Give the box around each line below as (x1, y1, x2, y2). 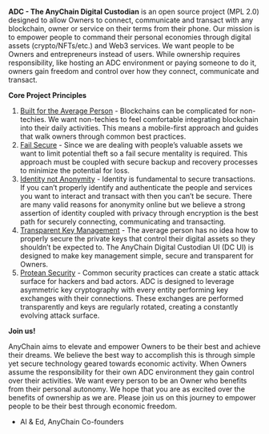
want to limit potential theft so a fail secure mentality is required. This (19, 148, 248, 158)
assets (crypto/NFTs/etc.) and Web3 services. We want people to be (8, 41, 235, 51)
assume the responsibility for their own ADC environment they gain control (8, 367, 255, 376)
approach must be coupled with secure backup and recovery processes (19, 157, 259, 167)
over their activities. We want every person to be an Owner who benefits (8, 376, 247, 385)
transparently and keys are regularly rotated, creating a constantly (19, 302, 239, 311)
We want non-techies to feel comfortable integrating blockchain (47, 115, 259, 124)
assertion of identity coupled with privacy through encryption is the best (19, 209, 259, 217)
